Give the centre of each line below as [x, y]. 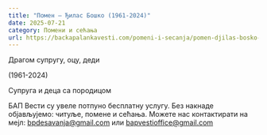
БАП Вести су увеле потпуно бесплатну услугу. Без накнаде [111, 106]
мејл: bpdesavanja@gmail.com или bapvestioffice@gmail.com [111, 122]
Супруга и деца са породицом [60, 91]
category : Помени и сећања [53, 30]
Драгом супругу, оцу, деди [54, 60]
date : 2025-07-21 [37, 23]
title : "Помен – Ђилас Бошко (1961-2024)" [79, 15]
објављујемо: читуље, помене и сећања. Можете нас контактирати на [128, 114]
